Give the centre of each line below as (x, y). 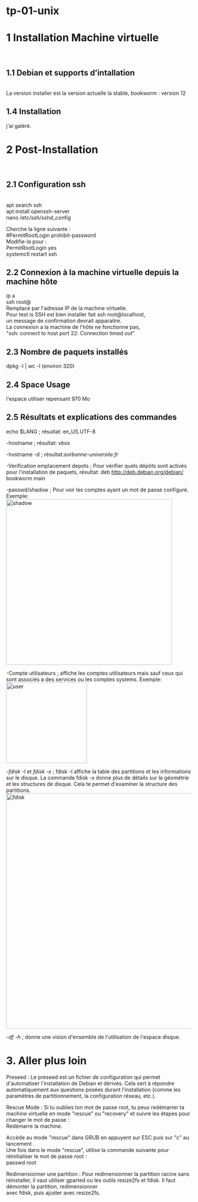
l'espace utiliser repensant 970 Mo (48, 398)
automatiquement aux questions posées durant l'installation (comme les (93, 1089)
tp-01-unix (33, 11)
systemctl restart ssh (32, 254)
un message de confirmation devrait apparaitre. (64, 321)
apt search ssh (24, 205)
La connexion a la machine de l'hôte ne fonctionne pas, (73, 327)
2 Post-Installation (52, 149)
